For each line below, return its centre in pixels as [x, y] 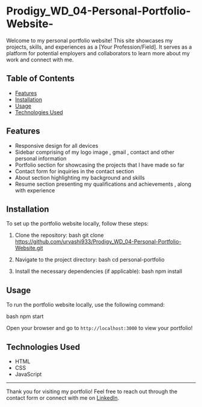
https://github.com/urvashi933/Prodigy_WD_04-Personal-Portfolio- [98, 242]
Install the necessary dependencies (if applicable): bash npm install [98, 271]
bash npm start [25, 316]
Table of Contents [41, 78]
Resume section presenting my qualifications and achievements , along [103, 184]
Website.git [29, 248]
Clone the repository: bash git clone [59, 235]
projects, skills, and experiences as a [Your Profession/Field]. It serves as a [99, 47]
